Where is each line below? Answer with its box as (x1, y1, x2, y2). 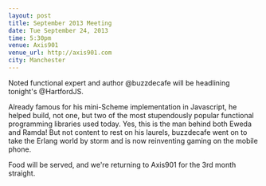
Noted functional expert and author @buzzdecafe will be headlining (8, 77, 230, 88)
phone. (8, 144, 32, 154)
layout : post (8, 11, 52, 20)
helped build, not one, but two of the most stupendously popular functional (8, 110, 255, 120)
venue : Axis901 (8, 42, 59, 49)
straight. (8, 168, 36, 178)
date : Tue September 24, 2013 (8, 26, 109, 34)
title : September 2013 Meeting (8, 19, 112, 27)
